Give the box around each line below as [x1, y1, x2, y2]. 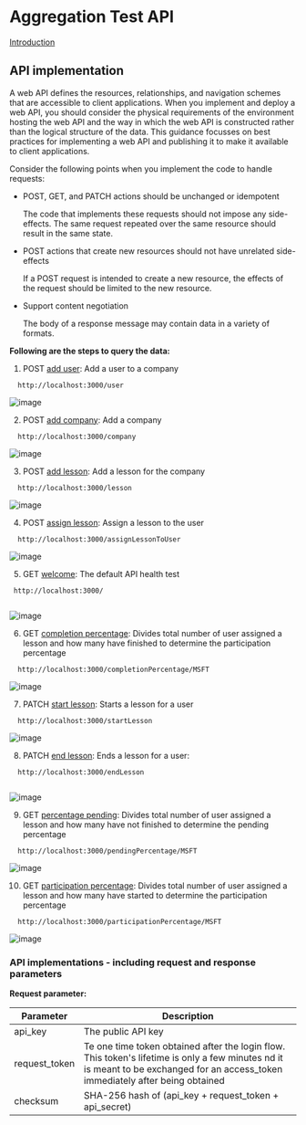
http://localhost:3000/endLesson [17, 767, 145, 777]
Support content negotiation [22, 300, 129, 311]
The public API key [83, 1025, 164, 1038]
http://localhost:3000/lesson [17, 483, 132, 492]
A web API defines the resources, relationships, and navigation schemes [9, 87, 281, 98]
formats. [22, 327, 55, 339]
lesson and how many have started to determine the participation [22, 889, 268, 900]
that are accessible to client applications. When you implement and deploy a [9, 97, 296, 108]
